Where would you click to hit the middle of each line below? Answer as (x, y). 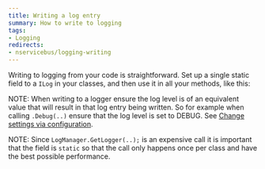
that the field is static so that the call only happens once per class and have (133, 148)
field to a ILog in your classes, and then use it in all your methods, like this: (129, 83)
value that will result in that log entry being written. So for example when (126, 107)
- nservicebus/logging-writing (60, 52)
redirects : (26, 45)
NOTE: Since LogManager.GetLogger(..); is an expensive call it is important (130, 139)
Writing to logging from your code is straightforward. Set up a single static (129, 75)
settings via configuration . (51, 124)
